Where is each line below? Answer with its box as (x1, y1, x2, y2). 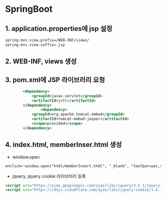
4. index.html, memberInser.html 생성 (5, 141, 122, 149)
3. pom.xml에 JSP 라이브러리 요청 (5, 76, 105, 84)
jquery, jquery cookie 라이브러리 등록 (12, 173, 86, 179)
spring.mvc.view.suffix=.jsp (5, 42, 65, 47)
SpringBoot (5, 3, 53, 15)
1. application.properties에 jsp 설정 (5, 24, 113, 33)
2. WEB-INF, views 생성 (5, 57, 77, 66)
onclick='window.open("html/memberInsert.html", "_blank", (5, 163, 129, 168)
